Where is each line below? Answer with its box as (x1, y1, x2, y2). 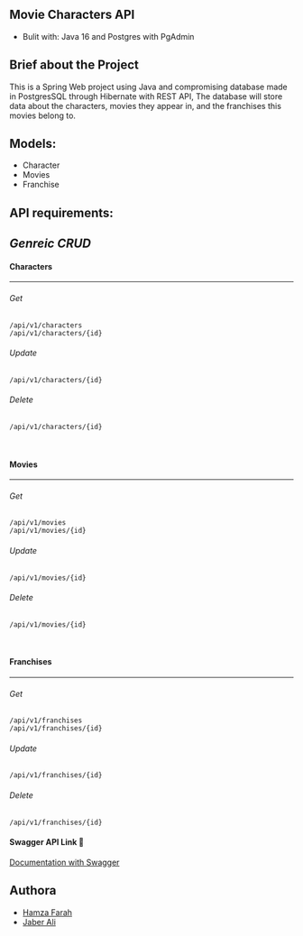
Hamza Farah (22, 906, 73, 918)
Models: (9, 136, 57, 151)
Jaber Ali (22, 916, 57, 927)
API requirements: (9, 205, 115, 220)
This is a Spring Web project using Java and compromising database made (9, 81, 289, 92)
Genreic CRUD (9, 236, 92, 252)
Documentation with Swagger (9, 857, 120, 867)
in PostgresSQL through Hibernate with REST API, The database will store (9, 90, 283, 102)
